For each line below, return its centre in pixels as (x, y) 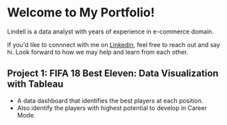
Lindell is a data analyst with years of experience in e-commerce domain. (110, 31)
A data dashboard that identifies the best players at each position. (110, 100)
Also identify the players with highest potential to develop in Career (112, 108)
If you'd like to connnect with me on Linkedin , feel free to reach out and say (114, 44)
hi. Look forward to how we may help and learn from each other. (98, 52)
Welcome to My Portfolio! (81, 13)
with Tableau (35, 84)
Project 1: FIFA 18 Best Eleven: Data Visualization (113, 73)
